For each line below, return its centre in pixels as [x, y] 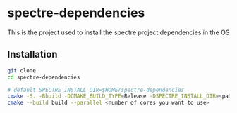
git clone [22, 71]
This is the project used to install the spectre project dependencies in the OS [119, 32]
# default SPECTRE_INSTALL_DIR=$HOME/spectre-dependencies [96, 90]
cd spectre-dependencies [44, 77]
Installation [32, 54]
